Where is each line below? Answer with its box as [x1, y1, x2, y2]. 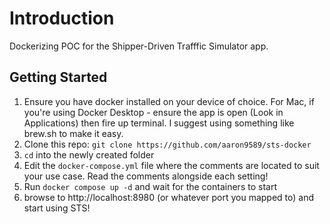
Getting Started [9, 69, 108, 86]
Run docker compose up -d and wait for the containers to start [23, 180, 277, 192]
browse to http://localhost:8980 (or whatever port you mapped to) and [23, 191, 315, 203]
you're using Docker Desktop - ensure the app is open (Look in [23, 106, 284, 118]
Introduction [9, 7, 115, 30]
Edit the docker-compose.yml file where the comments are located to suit [23, 159, 320, 171]
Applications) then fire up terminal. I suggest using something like [23, 117, 295, 129]
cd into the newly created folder [23, 148, 155, 161]
